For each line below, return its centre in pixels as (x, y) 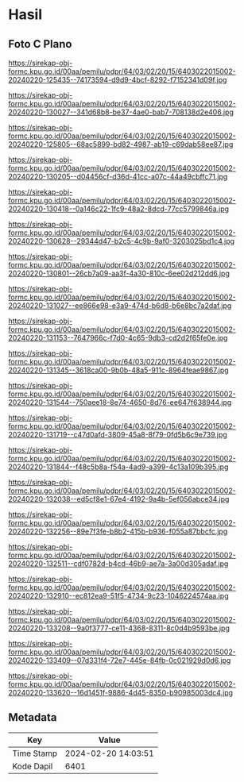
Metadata (33, 717)
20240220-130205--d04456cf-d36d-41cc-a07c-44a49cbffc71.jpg (118, 177)
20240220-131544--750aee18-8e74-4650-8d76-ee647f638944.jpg (120, 402)
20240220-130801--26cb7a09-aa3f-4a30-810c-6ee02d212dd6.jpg (119, 273)
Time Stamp (35, 753)
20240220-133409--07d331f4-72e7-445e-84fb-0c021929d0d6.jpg (120, 660)
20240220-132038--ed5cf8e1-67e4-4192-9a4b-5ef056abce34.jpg (119, 499)
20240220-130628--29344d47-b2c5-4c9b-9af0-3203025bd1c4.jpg (122, 241)
